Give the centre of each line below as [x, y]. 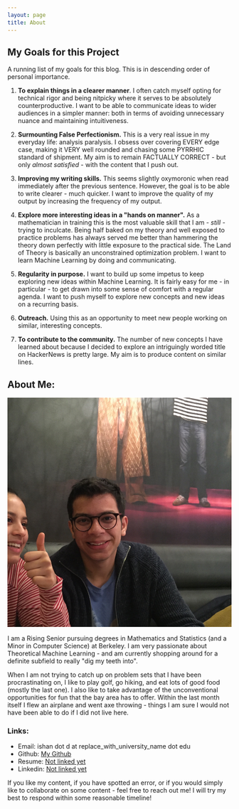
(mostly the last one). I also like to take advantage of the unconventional [113, 690]
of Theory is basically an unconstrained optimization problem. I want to [122, 253]
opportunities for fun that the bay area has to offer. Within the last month [113, 697]
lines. [26, 362]
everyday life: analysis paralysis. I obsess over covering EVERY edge [118, 142]
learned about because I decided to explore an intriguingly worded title [122, 347]
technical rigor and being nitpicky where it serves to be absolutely [115, 98]
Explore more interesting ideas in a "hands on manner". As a [109, 215]
